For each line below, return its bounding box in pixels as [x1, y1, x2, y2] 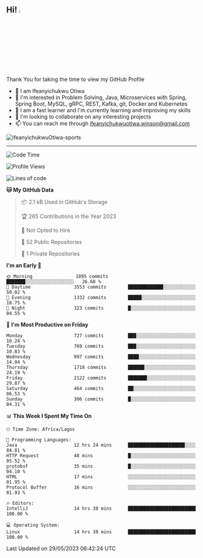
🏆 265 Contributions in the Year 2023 [21, 213, 117, 220]
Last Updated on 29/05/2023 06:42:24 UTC [6, 545, 116, 552]
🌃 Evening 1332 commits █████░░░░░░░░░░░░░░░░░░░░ [6, 294, 196, 301]
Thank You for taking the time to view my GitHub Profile [6, 75, 145, 83]
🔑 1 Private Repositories [21, 250, 80, 257]
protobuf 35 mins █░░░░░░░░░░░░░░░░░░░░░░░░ [6, 463, 196, 469]
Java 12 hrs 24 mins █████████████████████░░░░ [6, 442, 196, 448]
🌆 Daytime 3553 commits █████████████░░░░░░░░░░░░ [6, 284, 196, 290]
